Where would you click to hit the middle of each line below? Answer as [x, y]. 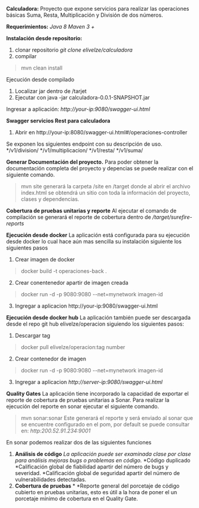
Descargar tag [33, 336]
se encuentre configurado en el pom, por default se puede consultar [105, 424]
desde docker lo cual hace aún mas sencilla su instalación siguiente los [94, 241]
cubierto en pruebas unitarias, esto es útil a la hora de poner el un [96, 492]
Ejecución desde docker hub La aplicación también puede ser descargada [99, 318]
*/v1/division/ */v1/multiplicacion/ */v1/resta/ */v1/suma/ [75, 150]
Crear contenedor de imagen [50, 359]
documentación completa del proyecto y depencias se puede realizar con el [100, 168]
